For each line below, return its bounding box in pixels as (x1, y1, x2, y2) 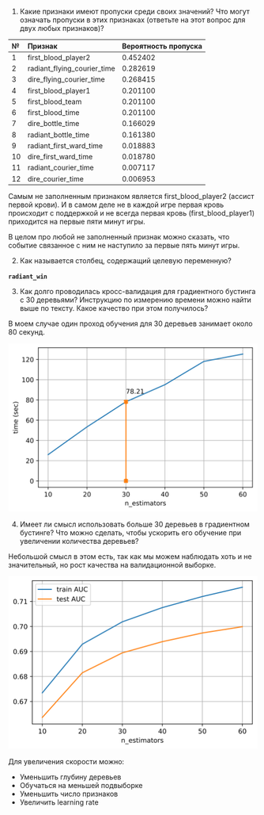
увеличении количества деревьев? (19, 536, 139, 545)
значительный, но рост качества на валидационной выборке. (8, 560, 217, 569)
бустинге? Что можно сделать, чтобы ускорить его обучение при (19, 527, 242, 538)
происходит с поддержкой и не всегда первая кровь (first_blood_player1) (8, 209, 255, 217)
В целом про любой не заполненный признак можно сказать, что (8, 232, 230, 241)
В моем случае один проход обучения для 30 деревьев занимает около (8, 319, 253, 328)
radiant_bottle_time (27, 130, 90, 140)
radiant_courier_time (27, 163, 95, 173)
